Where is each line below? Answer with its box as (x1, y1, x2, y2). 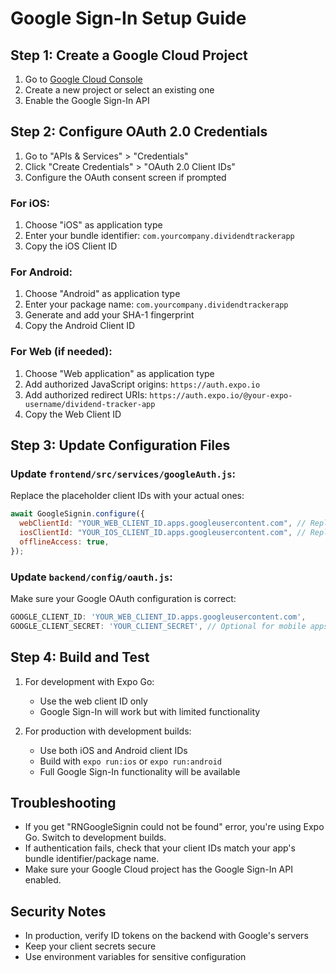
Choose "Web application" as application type (24, 367, 215, 379)
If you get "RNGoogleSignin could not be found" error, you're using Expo (24, 821, 325, 833)
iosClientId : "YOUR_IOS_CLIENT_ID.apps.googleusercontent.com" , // (19, 528, 307, 538)
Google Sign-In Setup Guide (10, 7, 247, 30)
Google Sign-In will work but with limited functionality (39, 705, 261, 717)
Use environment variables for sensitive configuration (24, 951, 247, 963)
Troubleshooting (10, 795, 117, 812)
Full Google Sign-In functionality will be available (39, 765, 241, 777)
